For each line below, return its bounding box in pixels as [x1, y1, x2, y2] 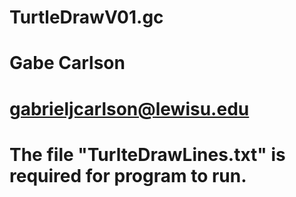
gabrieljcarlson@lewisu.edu [9, 97, 250, 120]
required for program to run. [9, 164, 247, 187]
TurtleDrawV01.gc [9, 6, 164, 29]
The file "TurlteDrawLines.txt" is [9, 143, 286, 166]
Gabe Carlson [9, 52, 126, 75]
